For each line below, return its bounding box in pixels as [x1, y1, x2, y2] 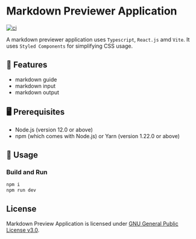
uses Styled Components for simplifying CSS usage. [6, 42, 133, 49]
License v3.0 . [6, 226, 40, 234]
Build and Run [6, 168, 48, 176]
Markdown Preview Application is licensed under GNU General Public [6, 220, 179, 227]
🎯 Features [6, 60, 48, 70]
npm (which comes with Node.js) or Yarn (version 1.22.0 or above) [14, 132, 180, 139]
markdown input [14, 82, 56, 89]
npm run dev [6, 187, 36, 194]
